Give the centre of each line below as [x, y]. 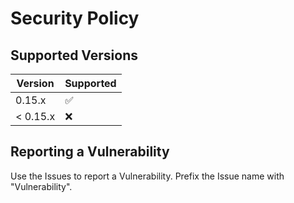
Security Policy [75, 18]
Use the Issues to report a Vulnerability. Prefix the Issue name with [147, 176]
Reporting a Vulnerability [90, 152]
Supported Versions [74, 55]
